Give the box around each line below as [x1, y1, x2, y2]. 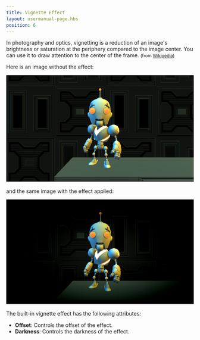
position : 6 [6, 22, 36, 28]
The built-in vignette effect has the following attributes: [6, 310, 142, 317]
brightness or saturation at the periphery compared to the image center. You [6, 45, 193, 53]
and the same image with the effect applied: [6, 188, 114, 195]
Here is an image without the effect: [6, 63, 94, 71]
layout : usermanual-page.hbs [6, 15, 79, 22]
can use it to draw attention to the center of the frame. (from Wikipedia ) [6, 52, 175, 59]
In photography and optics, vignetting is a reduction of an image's [6, 39, 168, 46]
